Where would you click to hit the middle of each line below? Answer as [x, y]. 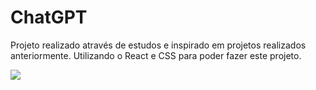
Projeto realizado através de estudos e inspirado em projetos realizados [158, 45]
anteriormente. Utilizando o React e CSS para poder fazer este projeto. [156, 55]
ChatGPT [49, 17]
